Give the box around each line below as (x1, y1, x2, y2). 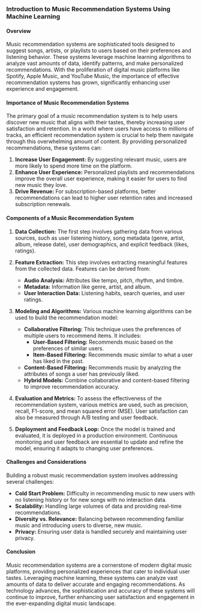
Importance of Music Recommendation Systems (6, 99, 130, 106)
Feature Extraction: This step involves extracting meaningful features (14, 258, 188, 266)
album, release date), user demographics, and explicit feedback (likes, (14, 240, 189, 248)
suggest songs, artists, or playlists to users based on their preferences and (6, 47, 191, 54)
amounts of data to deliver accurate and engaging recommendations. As (6, 581, 185, 588)
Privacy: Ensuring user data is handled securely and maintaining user (14, 528, 187, 535)
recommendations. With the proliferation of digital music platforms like (6, 66, 180, 73)
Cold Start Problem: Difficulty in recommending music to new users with (14, 489, 195, 497)
